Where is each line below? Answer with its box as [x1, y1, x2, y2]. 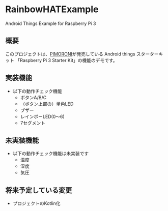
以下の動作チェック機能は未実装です [12, 150, 89, 157]
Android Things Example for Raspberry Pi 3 [5, 20, 96, 26]
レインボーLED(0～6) [20, 113, 65, 119]
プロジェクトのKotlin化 [12, 200, 61, 206]
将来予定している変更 [5, 186, 72, 194]
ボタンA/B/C [20, 94, 47, 100]
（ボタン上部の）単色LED [20, 101, 74, 107]
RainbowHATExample [5, 4, 99, 15]
